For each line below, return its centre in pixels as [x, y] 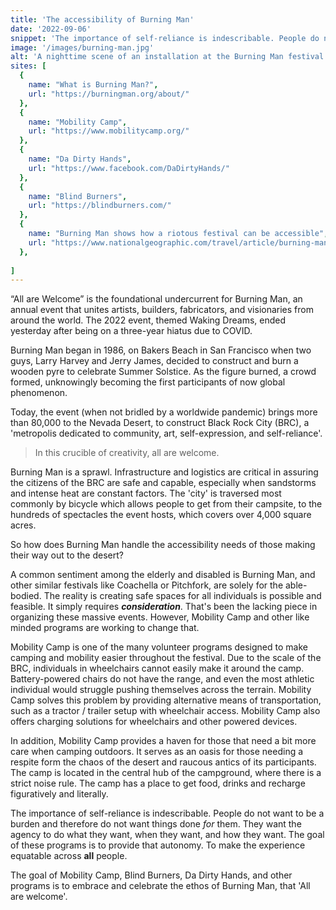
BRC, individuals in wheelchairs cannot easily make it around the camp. [157, 668]
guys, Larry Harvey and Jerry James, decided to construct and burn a [154, 361]
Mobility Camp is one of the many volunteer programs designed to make [159, 647]
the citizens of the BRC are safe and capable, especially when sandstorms [163, 483]
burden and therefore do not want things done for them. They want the [156, 824]
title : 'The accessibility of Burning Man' [102, 19]
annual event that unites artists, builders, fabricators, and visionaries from [162, 310]
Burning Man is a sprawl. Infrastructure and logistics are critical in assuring [164, 472]
